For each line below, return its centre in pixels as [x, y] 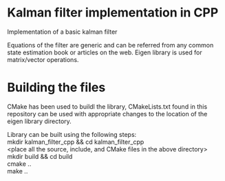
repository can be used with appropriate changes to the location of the [107, 114]
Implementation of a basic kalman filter [62, 32]
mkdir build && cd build [40, 156]
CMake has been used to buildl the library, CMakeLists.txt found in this [107, 106]
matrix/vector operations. [43, 59]
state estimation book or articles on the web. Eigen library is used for [105, 52]
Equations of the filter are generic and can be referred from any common [110, 45]
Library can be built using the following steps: [72, 134]
